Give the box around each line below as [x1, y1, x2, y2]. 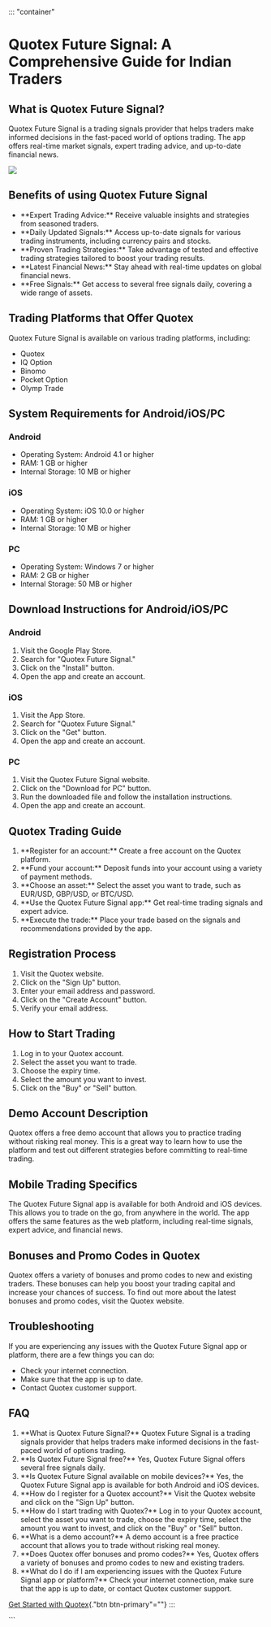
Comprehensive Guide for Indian [8, 53, 232, 72]
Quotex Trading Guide [8, 824, 122, 838]
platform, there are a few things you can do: [8, 1350, 155, 1359]
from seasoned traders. [19, 219, 100, 228]
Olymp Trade [19, 383, 64, 393]
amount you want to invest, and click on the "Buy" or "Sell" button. [19, 1523, 243, 1533]
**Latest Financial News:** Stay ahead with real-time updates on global [19, 262, 262, 272]
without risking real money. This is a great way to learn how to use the [8, 1137, 243, 1146]
